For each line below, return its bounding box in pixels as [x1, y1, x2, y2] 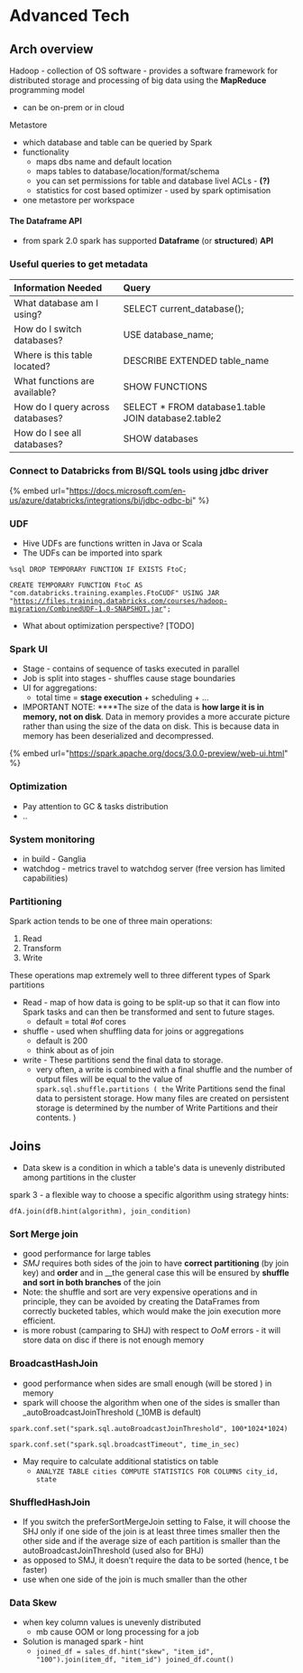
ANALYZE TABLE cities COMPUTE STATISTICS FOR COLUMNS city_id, [35, 1467, 280, 1476]
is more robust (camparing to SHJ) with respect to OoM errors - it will [22, 1325, 281, 1336]
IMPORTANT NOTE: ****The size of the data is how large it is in [22, 702, 264, 713]
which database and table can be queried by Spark [22, 137, 213, 147]
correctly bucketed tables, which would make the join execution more [22, 1306, 281, 1317]
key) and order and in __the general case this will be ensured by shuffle [22, 1267, 290, 1278]
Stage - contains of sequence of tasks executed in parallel [22, 663, 240, 674]
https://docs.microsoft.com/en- [69, 485, 187, 496]
